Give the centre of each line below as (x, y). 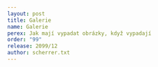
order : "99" (24, 40)
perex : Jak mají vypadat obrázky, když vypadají (79, 33)
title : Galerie (29, 20)
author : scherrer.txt (39, 53)
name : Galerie (28, 27)
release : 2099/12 (33, 46)
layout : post (26, 14)
